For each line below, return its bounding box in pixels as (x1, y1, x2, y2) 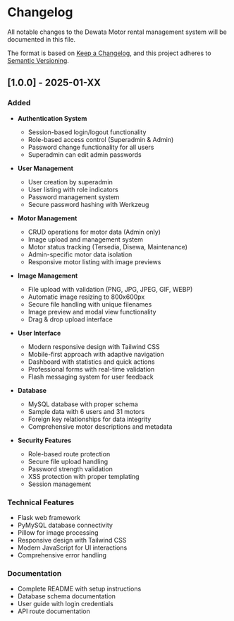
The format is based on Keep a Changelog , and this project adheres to (7, 49, 211, 57)
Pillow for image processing (17, 528, 99, 537)
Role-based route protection (27, 449, 111, 458)
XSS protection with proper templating (27, 472, 140, 480)
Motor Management (17, 213, 78, 223)
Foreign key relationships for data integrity (27, 415, 152, 423)
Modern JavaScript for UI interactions (17, 543, 128, 552)
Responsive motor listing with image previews (27, 257, 161, 266)
